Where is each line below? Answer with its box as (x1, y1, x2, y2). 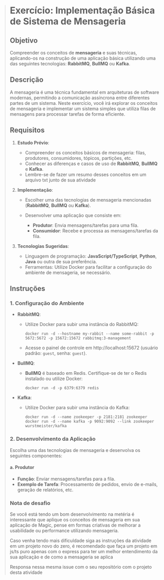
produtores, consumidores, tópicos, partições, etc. (25, 155, 133, 161)
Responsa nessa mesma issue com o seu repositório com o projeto (9, 564, 152, 570)
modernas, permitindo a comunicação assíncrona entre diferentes (9, 95, 150, 101)
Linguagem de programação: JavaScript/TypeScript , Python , (25, 253, 157, 259)
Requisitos (9, 126, 45, 135)
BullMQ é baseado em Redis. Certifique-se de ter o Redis (25, 370, 147, 376)
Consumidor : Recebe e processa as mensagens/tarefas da (32, 227, 158, 233)
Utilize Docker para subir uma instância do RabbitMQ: (25, 321, 139, 328)
